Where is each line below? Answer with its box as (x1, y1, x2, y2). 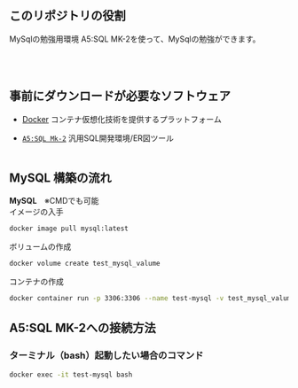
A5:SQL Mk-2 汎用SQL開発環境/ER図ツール (21, 132, 175, 144)
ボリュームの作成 (9, 242, 72, 252)
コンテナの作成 (9, 276, 64, 287)
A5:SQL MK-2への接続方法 (9, 321, 157, 336)
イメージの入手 (9, 206, 64, 217)
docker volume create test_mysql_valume (9, 260, 161, 268)
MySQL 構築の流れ (9, 171, 113, 186)
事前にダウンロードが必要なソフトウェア (9, 89, 231, 104)
